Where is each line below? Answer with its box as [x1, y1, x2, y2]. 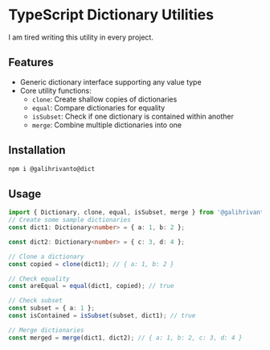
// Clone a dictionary [8, 252, 84, 260]
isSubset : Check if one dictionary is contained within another [31, 111, 235, 121]
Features [8, 56, 54, 69]
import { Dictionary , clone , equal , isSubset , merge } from [8, 208, 215, 217]
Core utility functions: [19, 85, 92, 95]
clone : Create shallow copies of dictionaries [31, 94, 178, 104]
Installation [8, 144, 66, 157]
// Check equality [8, 274, 70, 283]
